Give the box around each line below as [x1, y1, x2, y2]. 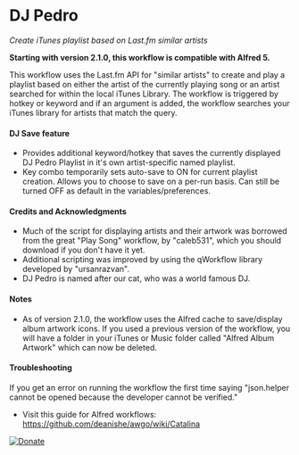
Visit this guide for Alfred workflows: [21, 409, 157, 419]
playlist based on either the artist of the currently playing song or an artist [9, 79, 280, 89]
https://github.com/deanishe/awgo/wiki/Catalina [21, 418, 201, 429]
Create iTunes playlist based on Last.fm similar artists [9, 35, 208, 45]
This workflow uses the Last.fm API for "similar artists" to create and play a [9, 69, 286, 80]
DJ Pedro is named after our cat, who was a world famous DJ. [21, 273, 251, 284]
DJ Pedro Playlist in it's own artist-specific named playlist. [21, 157, 237, 168]
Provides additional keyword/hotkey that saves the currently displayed [21, 148, 281, 159]
